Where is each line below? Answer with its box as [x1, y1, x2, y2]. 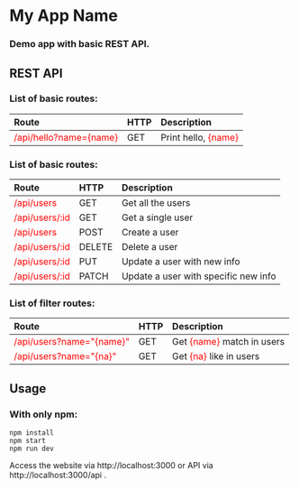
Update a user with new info [121, 255, 240, 268]
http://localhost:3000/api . [9, 470, 106, 481]
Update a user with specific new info [121, 270, 276, 282]
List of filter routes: [9, 297, 95, 309]
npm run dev [9, 444, 54, 454]
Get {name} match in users [172, 336, 285, 348]
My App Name [9, 5, 119, 26]
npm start [9, 437, 47, 446]
